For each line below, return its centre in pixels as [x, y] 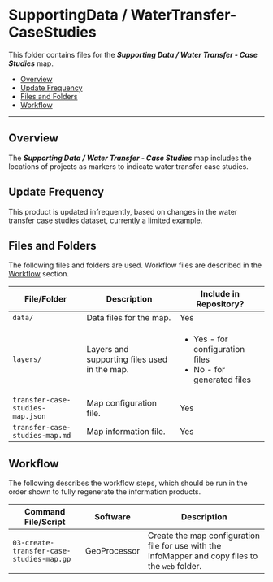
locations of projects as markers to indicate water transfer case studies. [129, 166]
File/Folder [45, 299]
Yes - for [211, 339]
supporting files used [127, 359]
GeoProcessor [113, 551]
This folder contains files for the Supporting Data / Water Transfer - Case [133, 54]
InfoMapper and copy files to [203, 556]
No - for [210, 370]
